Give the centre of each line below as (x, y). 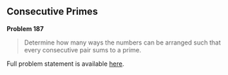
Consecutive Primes (52, 12)
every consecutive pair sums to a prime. (82, 50)
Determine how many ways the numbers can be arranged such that (122, 42)
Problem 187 (25, 28)
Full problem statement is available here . (65, 64)
